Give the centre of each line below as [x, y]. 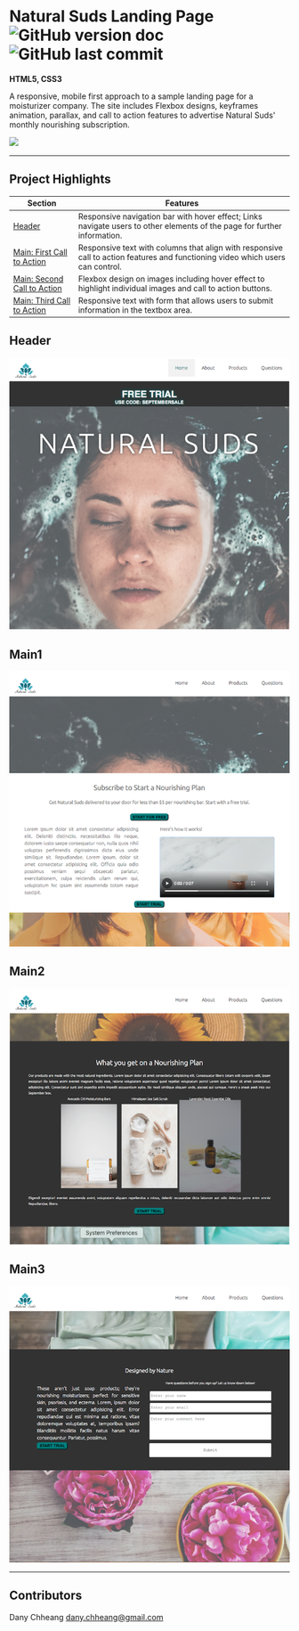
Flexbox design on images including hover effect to [171, 279]
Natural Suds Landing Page [112, 16]
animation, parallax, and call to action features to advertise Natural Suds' [142, 115]
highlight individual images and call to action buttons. [175, 288]
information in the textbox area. [135, 310]
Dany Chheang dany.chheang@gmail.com [86, 1617]
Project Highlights [60, 179]
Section [42, 203]
